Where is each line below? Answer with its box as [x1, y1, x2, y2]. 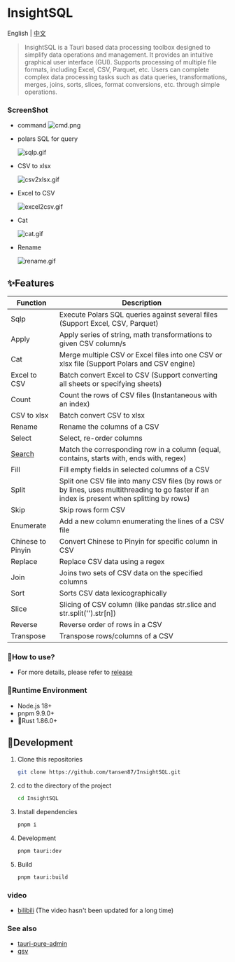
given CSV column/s [59, 338, 127, 348]
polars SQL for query [17, 135, 78, 143]
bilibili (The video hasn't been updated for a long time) [17, 906, 174, 915]
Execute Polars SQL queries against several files [59, 310, 218, 319]
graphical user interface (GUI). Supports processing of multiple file [24, 57, 217, 66]
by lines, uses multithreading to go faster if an [59, 485, 210, 495]
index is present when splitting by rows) [59, 494, 190, 504]
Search [10, 449, 35, 459]
